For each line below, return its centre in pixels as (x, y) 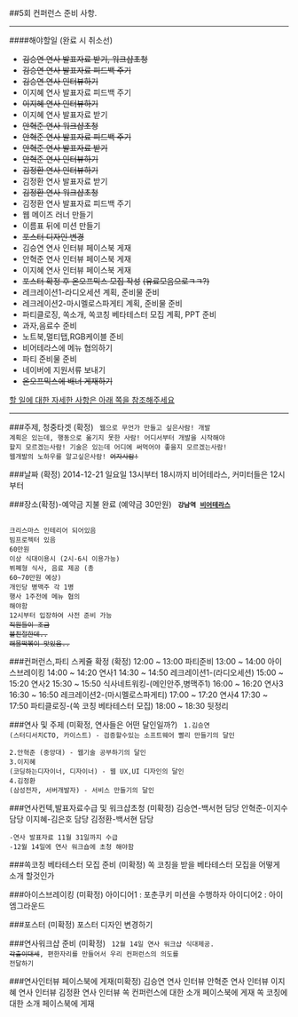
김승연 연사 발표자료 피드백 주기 (76, 70)
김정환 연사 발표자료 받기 (65, 181)
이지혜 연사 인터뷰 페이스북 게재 (76, 270)
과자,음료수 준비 (49, 326)
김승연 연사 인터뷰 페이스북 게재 (76, 248)
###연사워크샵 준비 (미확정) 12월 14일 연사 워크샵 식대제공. (112, 943)
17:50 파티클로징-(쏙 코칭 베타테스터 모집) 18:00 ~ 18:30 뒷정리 (119, 706)
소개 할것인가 (32, 876)
